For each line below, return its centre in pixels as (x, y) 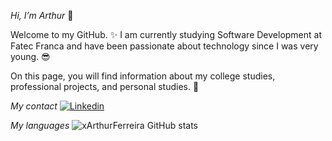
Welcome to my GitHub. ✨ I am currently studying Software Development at (166, 34)
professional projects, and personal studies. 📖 (105, 86)
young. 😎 (30, 56)
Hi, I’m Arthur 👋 (42, 15)
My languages (40, 125)
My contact (34, 106)
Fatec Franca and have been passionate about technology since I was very (164, 46)
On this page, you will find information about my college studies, (143, 76)
